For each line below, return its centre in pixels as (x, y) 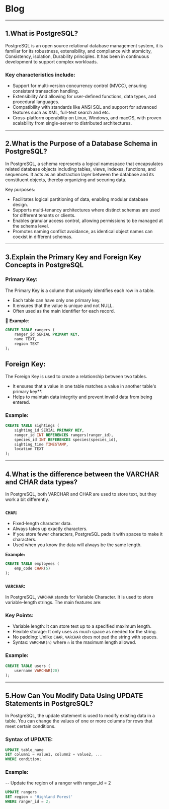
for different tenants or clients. (44, 215)
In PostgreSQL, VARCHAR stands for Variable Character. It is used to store (79, 597)
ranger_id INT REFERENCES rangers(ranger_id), (64, 435)
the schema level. (31, 226)
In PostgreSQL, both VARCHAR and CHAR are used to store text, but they (81, 494)
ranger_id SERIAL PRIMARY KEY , (47, 335)
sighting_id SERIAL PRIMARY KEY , (49, 430)
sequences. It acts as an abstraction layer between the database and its (80, 174)
